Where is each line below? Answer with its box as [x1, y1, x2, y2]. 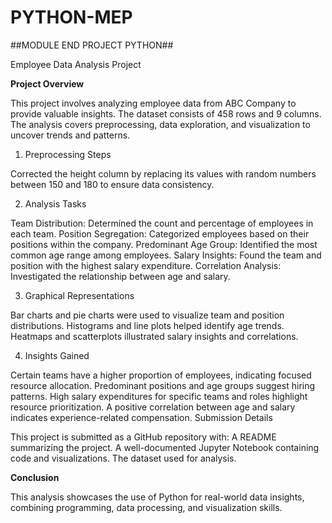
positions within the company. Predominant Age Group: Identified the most [10, 238, 318, 250]
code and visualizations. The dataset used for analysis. [10, 452, 237, 464]
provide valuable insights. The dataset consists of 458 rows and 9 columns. [10, 107, 322, 120]
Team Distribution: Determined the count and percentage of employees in [10, 217, 314, 229]
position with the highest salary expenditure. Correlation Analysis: [10, 259, 282, 271]
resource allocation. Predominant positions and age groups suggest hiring [10, 379, 316, 391]
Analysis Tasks [24, 197, 87, 210]
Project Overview [10, 77, 85, 90]
